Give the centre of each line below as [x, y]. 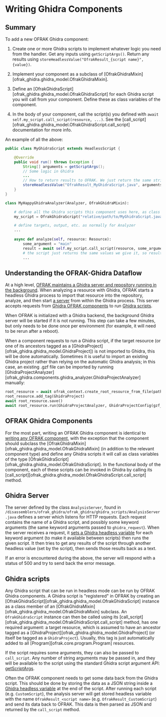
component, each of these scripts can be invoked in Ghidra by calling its [79, 470]
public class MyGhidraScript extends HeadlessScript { [63, 149]
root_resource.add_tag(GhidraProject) [45, 397]
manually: [15, 383]
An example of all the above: [34, 139]
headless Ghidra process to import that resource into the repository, [74, 295]
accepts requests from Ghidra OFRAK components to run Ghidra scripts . [79, 306]
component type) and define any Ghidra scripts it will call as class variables [82, 454]
